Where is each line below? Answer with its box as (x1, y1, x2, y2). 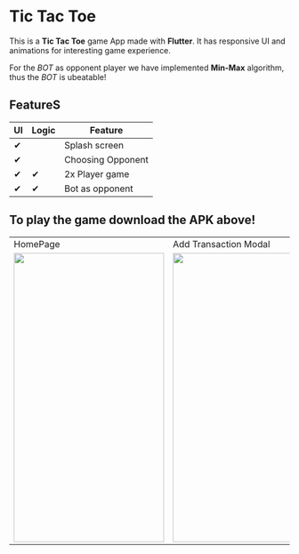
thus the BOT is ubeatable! (9, 71, 107, 82)
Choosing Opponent (63, 153, 149, 165)
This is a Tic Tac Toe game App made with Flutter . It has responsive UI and (9, 36, 287, 46)
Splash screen (63, 139, 125, 151)
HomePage (13, 237, 61, 250)
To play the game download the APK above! (9, 213, 256, 228)
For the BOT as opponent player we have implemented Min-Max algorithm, (9, 62, 285, 73)
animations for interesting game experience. (9, 44, 172, 55)
